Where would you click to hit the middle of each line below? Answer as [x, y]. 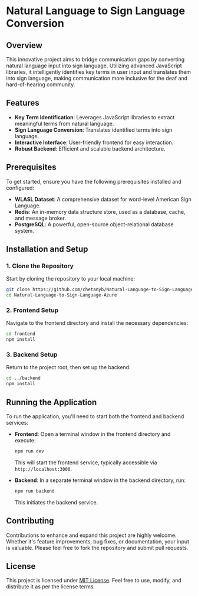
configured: [20, 188]
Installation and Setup [47, 249]
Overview [24, 45]
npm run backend [34, 491]
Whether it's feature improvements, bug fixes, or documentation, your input [98, 541]
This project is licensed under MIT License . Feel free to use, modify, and [94, 581]
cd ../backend [24, 378]
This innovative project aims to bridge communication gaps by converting [95, 59]
